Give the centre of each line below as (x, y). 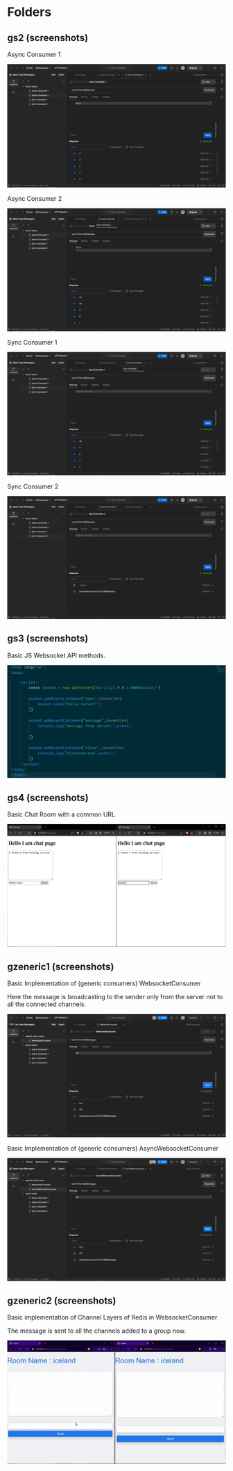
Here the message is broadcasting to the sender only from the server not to (115, 997)
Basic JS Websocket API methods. (57, 655)
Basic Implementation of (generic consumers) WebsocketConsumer (104, 983)
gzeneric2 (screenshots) (62, 1300)
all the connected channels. (47, 1004)
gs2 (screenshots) (48, 38)
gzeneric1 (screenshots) (61, 967)
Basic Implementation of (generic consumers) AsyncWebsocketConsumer (113, 1148)
